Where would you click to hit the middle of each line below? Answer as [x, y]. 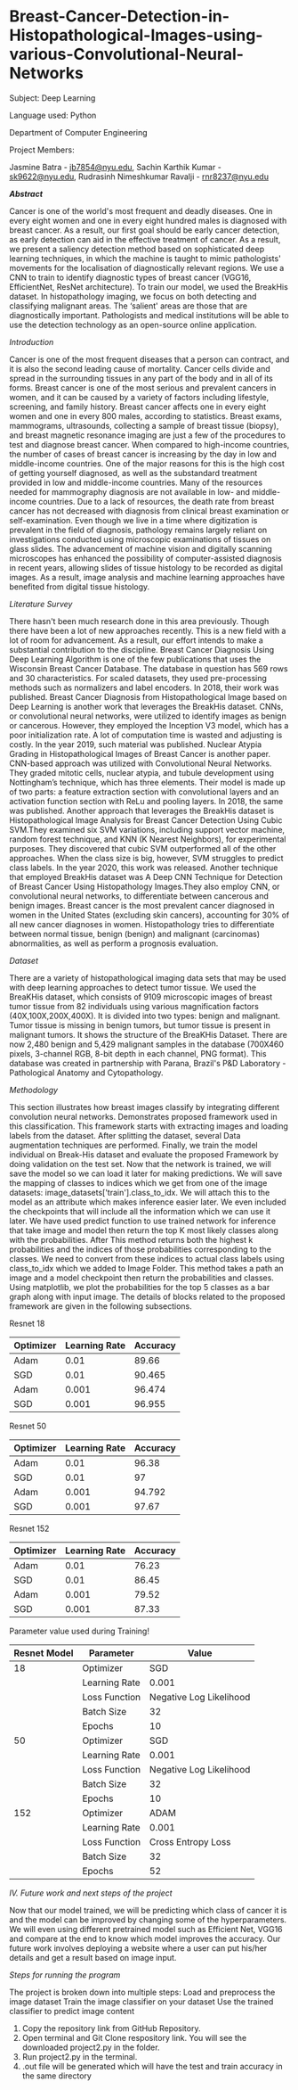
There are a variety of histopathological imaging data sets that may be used [148, 977]
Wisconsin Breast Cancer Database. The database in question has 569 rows [149, 668]
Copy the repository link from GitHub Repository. [111, 2028]
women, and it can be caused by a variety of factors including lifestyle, [139, 397]
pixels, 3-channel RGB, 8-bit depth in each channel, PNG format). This [138, 1053]
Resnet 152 [29, 1528]
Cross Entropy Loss [190, 1841]
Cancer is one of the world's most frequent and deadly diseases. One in [141, 210]
